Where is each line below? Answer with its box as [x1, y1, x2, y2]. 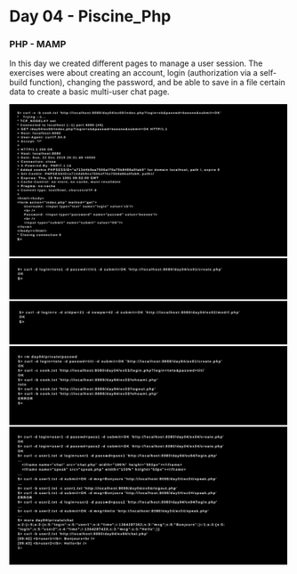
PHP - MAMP [9, 38, 67, 51]
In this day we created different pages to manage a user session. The [9, 58, 263, 69]
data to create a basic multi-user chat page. [9, 86, 171, 97]
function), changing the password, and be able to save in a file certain [29, 77, 286, 88]
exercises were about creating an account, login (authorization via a [9, 68, 258, 78]
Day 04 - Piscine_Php [9, 6, 172, 27]
